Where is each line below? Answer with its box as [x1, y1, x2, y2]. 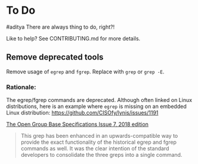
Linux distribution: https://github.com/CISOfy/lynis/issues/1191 [6, 109, 159, 116]
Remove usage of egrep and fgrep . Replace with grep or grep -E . [6, 68, 165, 75]
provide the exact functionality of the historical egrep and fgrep [20, 138, 177, 146]
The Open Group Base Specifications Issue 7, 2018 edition [6, 120, 149, 128]
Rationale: [6, 83, 36, 91]
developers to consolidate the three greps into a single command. [20, 151, 182, 159]
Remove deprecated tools [6, 52, 104, 63]
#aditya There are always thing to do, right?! [6, 23, 115, 30]
